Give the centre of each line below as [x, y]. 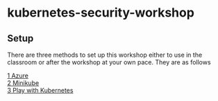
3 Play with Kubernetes [40, 90]
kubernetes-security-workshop [101, 13]
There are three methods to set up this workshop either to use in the [105, 55]
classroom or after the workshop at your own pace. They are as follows [109, 62]
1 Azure [18, 75]
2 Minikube [23, 83]
